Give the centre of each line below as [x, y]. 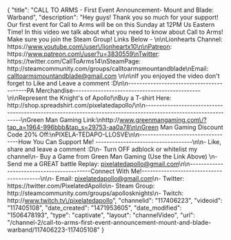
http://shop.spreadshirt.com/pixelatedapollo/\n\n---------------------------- [115, 105]
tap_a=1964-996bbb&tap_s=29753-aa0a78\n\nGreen [83, 127]
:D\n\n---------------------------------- [167, 83]
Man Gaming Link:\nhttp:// [82, 120]
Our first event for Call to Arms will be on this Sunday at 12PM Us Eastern [111, 24]
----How [19, 142]
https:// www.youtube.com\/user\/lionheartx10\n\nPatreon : [90, 47]
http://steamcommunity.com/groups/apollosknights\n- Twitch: [96, 193]
